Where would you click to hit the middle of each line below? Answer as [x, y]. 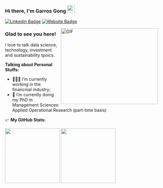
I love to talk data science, [31, 45]
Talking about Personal [29, 64]
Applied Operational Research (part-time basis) [59, 110]
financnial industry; [31, 89]
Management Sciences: [36, 105]
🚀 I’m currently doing [33, 94]
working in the [26, 84]
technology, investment [28, 50]
